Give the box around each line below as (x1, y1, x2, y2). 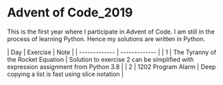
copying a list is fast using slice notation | (7, 70, 124, 78)
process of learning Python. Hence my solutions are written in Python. (7, 34, 206, 42)
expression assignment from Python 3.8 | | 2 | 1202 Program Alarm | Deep (7, 62, 216, 71)
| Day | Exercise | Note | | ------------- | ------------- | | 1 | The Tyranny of (7, 48, 217, 56)
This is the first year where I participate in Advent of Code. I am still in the (7, 27, 215, 36)
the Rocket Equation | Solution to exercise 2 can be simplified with (7, 55, 194, 63)
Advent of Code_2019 (7, 5, 133, 21)
